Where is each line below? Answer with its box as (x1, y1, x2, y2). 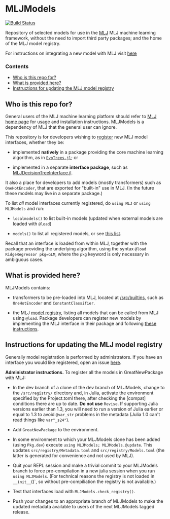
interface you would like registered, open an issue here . (5, 359, 122, 365)
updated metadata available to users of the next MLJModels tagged (12, 503, 155, 509)
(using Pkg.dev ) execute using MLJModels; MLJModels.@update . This (12, 441, 153, 448)
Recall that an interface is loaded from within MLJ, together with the (5, 240, 147, 246)
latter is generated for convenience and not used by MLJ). (12, 452, 134, 459)
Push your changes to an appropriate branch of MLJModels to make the (12, 498, 163, 504)
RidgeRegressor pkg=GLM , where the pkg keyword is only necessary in (5, 251, 149, 257)
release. (12, 509, 30, 515)
